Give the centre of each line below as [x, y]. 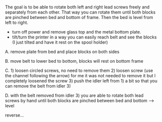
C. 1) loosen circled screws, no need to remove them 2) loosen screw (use [79, 70]
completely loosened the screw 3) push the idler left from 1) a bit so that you [81, 81]
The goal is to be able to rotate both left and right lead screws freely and [77, 7]
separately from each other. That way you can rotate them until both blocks [80, 12]
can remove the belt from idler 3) [38, 86]
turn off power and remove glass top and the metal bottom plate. [77, 32]
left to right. [16, 22]
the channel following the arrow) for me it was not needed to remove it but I [81, 76]
